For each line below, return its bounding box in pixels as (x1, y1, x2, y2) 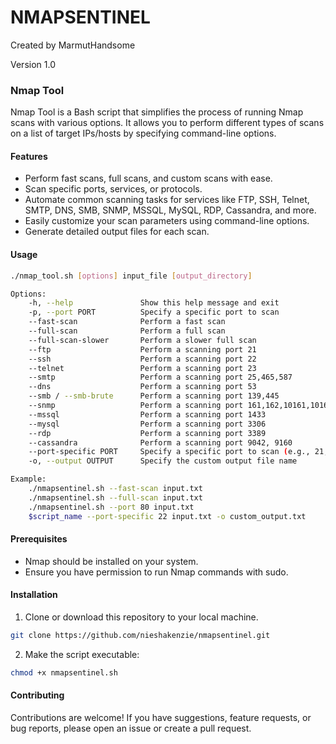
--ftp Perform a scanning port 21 (28, 344, 257, 355)
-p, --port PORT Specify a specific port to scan (28, 307, 280, 318)
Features (10, 150, 48, 162)
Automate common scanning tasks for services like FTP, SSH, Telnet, (24, 194, 310, 206)
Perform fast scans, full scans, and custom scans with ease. (24, 172, 273, 185)
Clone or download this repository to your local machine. (24, 611, 259, 623)
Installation (10, 589, 58, 601)
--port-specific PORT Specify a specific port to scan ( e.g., (28, 447, 311, 457)
